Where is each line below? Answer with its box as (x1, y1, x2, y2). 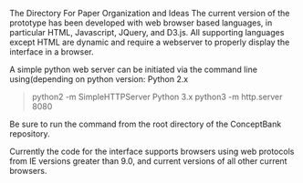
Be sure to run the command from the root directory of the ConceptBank (9, 118, 282, 129)
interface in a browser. (9, 46, 94, 57)
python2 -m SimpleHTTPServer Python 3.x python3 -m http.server (31, 91, 283, 102)
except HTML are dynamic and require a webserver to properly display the (9, 36, 290, 47)
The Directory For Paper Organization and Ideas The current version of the (9, 8, 290, 18)
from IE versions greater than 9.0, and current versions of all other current (9, 156, 287, 167)
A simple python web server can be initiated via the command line (9, 64, 258, 75)
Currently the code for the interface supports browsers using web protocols (9, 146, 295, 157)
